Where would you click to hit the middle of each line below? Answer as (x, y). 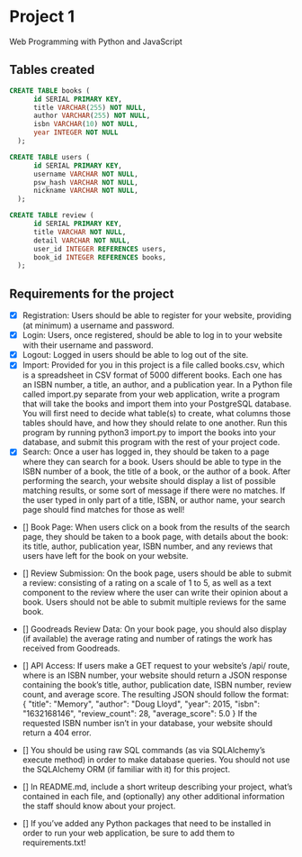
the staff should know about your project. (99, 806)
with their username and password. (88, 345)
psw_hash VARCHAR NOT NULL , (86, 182)
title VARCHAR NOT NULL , (80, 232)
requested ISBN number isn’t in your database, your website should (147, 724)
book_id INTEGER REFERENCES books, (100, 257)
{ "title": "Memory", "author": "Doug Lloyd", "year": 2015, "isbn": (141, 704)
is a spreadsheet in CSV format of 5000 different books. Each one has (152, 375)
